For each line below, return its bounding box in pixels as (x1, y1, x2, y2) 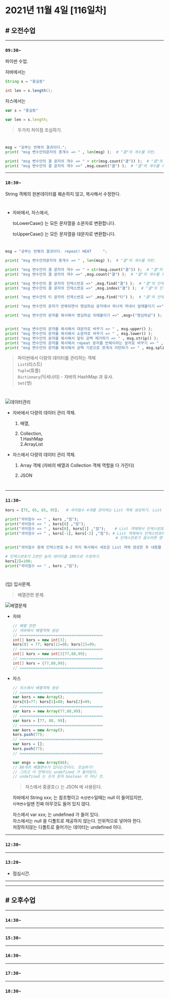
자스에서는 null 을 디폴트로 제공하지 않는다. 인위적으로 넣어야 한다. (12, 818, 142, 824)
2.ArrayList (20, 441, 43, 447)
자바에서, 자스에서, (12, 209, 49, 215)
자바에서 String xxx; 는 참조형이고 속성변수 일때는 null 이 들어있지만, (12, 795, 143, 801)
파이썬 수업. (5, 58, 29, 65)
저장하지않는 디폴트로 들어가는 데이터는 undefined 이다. (12, 824, 122, 830)
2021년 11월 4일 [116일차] (5, 5, 107, 16)
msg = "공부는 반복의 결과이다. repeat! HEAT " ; (5, 249, 108, 254)
